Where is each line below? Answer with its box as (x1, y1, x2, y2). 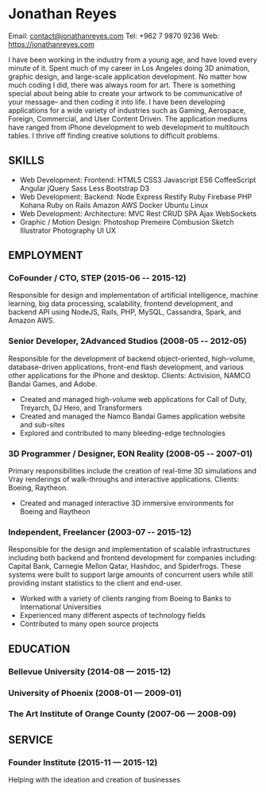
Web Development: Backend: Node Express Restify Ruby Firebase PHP (19, 191, 253, 201)
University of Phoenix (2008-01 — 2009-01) (8, 687, 183, 698)
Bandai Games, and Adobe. (8, 379, 98, 388)
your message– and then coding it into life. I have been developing (8, 97, 226, 106)
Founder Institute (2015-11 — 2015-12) (8, 756, 158, 767)
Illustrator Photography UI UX (19, 226, 117, 235)
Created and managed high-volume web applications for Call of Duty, (19, 394, 248, 404)
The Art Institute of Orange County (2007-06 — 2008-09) (8, 709, 237, 720)
